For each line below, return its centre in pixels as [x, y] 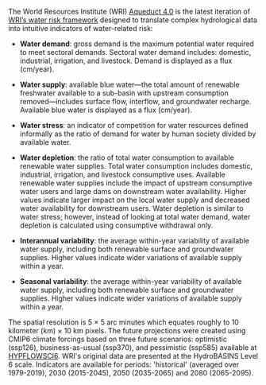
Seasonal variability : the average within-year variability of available [131, 281]
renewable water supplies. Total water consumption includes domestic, [136, 166]
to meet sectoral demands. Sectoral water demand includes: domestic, [135, 52]
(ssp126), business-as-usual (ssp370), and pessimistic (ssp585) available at [133, 348]
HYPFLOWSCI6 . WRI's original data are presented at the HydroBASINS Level [133, 356]
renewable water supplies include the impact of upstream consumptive [136, 183]
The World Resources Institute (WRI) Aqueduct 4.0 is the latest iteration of [129, 12]
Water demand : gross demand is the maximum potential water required [137, 44]
